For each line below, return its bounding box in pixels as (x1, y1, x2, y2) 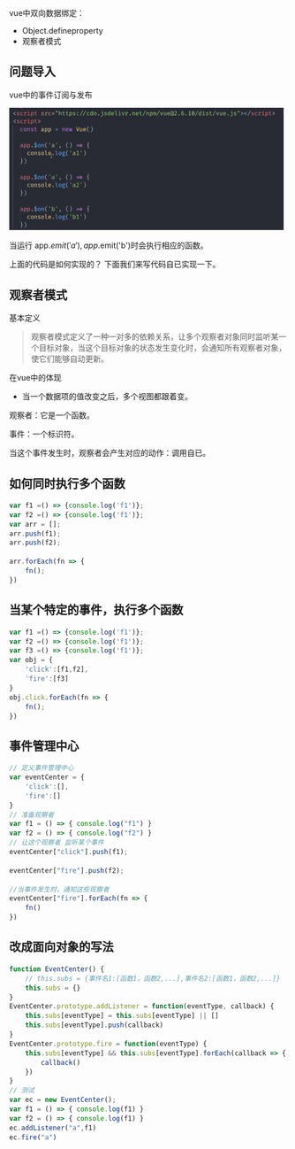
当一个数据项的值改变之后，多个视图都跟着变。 (21, 391, 193, 402)
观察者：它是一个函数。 (9, 410, 95, 420)
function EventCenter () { (9, 964, 104, 974)
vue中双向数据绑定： (9, 8, 86, 18)
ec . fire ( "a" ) (9, 1132, 57, 1142)
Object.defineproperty (21, 26, 103, 35)
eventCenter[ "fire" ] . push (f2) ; (9, 866, 125, 875)
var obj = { (9, 656, 53, 665)
